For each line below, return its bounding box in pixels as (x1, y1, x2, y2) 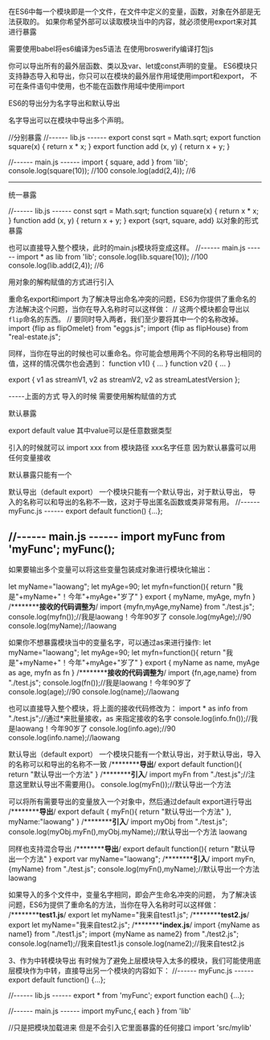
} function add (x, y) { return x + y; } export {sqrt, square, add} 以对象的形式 (8, 216, 259, 226)
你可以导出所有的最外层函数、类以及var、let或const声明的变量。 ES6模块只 (8, 61, 258, 71)
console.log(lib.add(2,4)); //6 (8, 260, 104, 271)
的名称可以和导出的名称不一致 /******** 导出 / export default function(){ (8, 760, 243, 769)
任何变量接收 (8, 453, 51, 462)
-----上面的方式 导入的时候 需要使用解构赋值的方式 (8, 392, 177, 401)
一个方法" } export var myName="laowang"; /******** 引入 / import (14, 854, 234, 864)
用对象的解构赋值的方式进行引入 (8, 277, 114, 287)
